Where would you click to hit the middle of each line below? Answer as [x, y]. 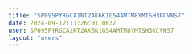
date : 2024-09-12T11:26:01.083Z [62, 23]
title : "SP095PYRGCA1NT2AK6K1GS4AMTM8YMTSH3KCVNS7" [96, 15]
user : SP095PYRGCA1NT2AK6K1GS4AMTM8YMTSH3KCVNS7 [91, 30]
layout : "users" [35, 38]
